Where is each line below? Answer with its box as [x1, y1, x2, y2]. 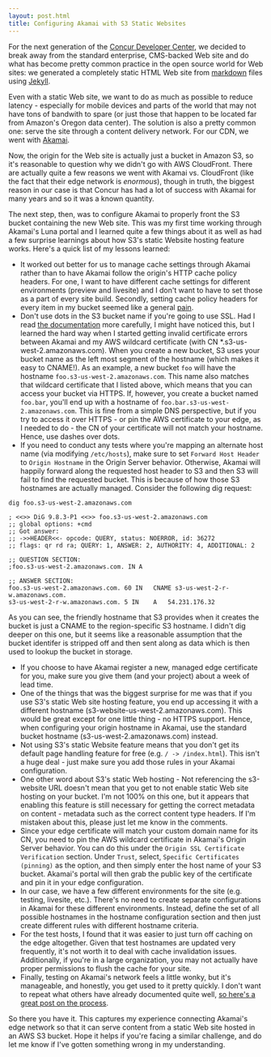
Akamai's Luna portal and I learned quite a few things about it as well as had [8, 226, 262, 236]
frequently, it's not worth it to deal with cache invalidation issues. [19, 946, 237, 956]
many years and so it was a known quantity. [8, 194, 155, 203]
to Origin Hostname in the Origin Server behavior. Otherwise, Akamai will [19, 457, 261, 467]
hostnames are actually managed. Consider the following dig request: [19, 483, 252, 492]
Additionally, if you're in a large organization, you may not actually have [19, 955, 258, 965]
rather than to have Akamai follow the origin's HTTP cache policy [19, 268, 237, 278]
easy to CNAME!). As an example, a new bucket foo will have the [19, 362, 236, 373]
